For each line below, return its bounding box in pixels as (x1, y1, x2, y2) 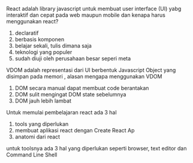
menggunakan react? (6, 18, 59, 25)
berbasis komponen (14, 36, 65, 43)
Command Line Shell (6, 151, 58, 158)
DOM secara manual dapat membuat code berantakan (14, 84, 149, 92)
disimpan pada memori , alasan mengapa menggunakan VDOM (6, 73, 162, 80)
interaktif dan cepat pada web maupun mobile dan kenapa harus (6, 11, 166, 19)
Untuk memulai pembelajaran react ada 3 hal (6, 109, 117, 116)
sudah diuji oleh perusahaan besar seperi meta (14, 55, 131, 62)
